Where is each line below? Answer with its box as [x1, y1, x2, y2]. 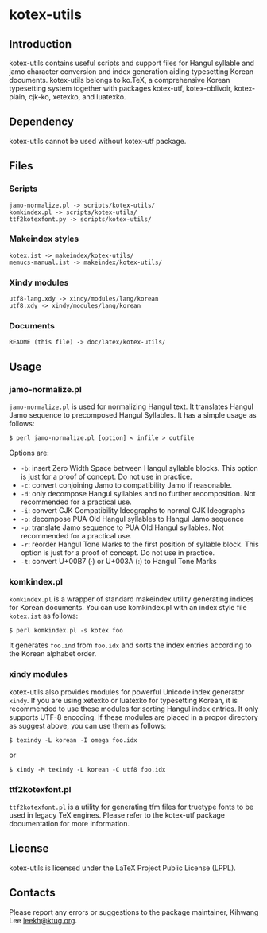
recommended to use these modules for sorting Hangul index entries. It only [9, 704, 259, 713]
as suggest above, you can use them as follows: [9, 721, 166, 730]
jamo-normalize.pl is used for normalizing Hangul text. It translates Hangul [9, 402, 253, 411]
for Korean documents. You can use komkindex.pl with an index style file [9, 603, 247, 612]
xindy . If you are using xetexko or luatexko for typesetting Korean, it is [9, 695, 238, 705]
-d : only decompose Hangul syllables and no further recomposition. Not [20, 489, 257, 499]
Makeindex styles [9, 233, 79, 244]
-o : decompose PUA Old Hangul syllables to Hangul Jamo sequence [20, 515, 245, 524]
